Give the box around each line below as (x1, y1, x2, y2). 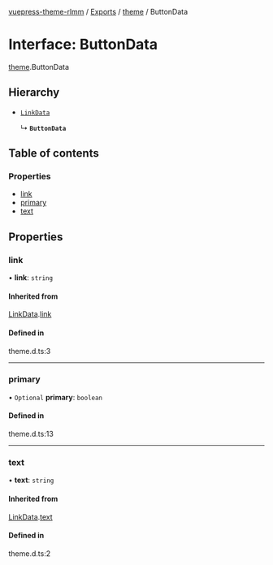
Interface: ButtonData (8, 36, 158, 54)
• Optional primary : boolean (8, 392, 103, 402)
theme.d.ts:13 (8, 429, 54, 439)
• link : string (8, 273, 54, 282)
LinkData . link (8, 309, 52, 319)
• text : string (8, 475, 54, 485)
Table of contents (8, 146, 99, 161)
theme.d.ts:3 (8, 346, 51, 356)
